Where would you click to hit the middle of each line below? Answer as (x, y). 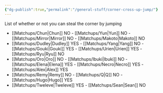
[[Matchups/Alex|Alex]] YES (40, 70)
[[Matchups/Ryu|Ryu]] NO (38, 54)
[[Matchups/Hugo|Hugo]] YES (42, 80)
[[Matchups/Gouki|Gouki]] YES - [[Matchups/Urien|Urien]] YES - (77, 48)
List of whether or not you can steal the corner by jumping (63, 23)
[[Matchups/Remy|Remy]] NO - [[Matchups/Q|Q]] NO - (67, 74)
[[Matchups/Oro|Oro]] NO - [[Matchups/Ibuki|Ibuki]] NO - (70, 59)
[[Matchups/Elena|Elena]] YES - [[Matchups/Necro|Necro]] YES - (78, 64)
